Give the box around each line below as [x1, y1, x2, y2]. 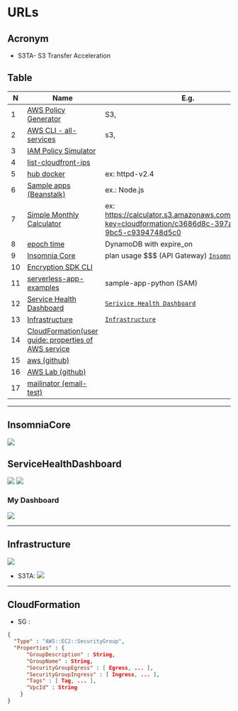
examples [27, 282, 59, 292]
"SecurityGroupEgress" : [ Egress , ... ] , [25, 664, 154, 671]
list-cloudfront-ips [27, 157, 91, 167]
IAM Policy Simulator [27, 146, 96, 156]
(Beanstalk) [27, 189, 66, 199]
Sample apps [27, 180, 71, 190]
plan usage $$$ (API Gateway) [105, 250, 208, 260]
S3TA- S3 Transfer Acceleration [17, 51, 111, 60]
